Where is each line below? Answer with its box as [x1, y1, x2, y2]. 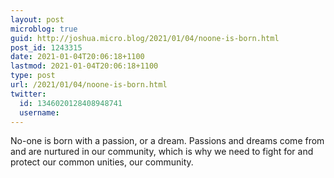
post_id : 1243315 [10, 42, 83, 53]
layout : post [10, 14, 65, 25]
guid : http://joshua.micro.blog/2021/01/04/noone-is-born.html [10, 33, 280, 43]
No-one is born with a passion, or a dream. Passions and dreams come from [10, 135, 325, 147]
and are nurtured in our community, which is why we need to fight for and [10, 146, 314, 158]
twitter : [10, 89, 47, 99]
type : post [10, 71, 56, 81]
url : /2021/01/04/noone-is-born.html [10, 80, 168, 90]
